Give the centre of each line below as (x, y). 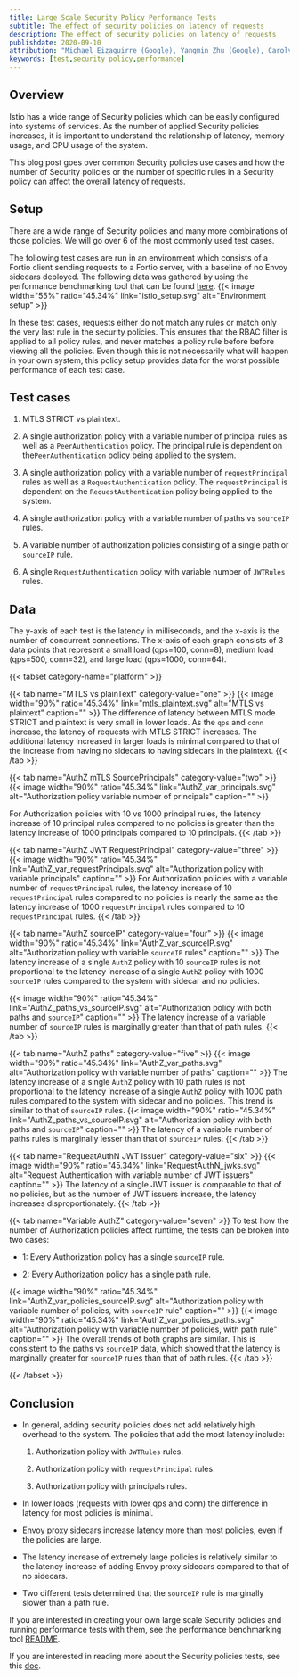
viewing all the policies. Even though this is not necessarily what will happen (149, 351)
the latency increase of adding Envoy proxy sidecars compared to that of (156, 1567)
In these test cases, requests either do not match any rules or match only (143, 322)
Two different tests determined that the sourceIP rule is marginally (143, 1593)
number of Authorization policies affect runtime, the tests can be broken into (149, 1230)
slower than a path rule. (65, 1603)
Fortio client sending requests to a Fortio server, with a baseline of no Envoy (149, 267)
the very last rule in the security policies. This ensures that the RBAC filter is (148, 332)
